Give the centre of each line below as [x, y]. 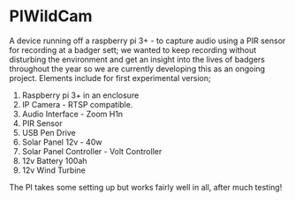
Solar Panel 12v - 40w [62, 142]
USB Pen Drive [49, 132]
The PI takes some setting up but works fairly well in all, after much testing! [146, 187]
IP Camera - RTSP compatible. [77, 104]
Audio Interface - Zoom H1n [72, 114]
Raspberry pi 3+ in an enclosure [80, 95]
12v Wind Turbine [53, 170]
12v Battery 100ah [54, 160]
